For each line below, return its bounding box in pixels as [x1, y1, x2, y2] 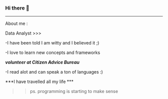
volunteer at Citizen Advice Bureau [5, 59, 80, 65]
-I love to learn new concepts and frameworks [5, 49, 100, 55]
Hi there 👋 [5, 4, 30, 11]
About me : [5, 20, 28, 26]
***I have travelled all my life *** [5, 78, 74, 84]
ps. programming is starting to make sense [29, 88, 118, 94]
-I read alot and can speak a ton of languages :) [5, 69, 103, 75]
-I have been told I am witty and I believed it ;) [5, 40, 99, 46]
